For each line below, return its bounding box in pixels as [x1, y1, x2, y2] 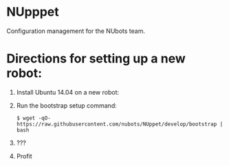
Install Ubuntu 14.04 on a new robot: [16, 88, 120, 96]
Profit [16, 152, 32, 160]
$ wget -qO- [16, 115, 51, 121]
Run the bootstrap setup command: [16, 101, 118, 110]
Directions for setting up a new [6, 51, 186, 67]
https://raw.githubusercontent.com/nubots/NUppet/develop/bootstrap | [16, 121, 223, 128]
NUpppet [6, 4, 59, 20]
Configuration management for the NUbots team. [6, 27, 146, 35]
